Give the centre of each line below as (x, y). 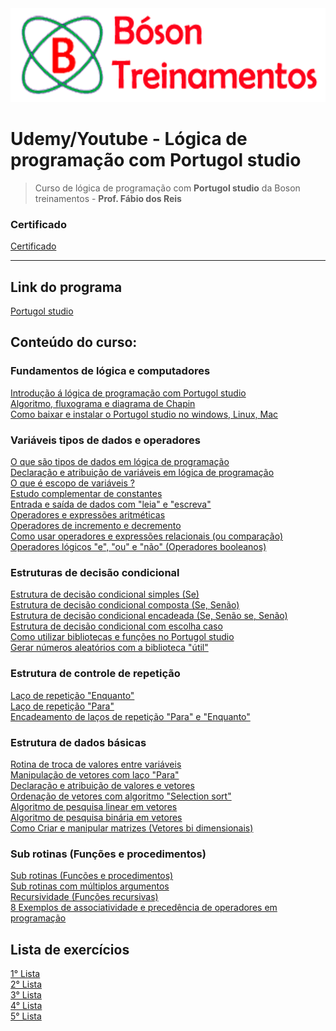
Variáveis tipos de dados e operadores (105, 440)
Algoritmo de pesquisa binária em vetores (96, 817)
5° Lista (26, 1016)
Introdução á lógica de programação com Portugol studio (128, 393)
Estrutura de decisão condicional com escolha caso (116, 626)
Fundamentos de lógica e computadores (110, 371)
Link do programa (66, 287)
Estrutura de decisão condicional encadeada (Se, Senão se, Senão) (149, 616)
